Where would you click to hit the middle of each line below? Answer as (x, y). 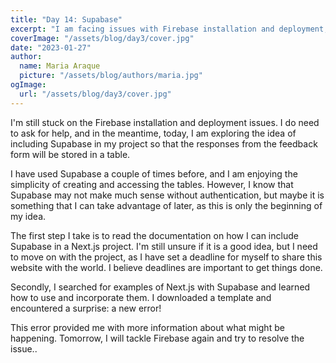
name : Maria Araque (60, 66)
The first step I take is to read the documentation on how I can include (154, 235)
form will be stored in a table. (70, 154)
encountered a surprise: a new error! (86, 308)
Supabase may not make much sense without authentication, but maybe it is (167, 195)
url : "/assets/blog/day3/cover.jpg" (95, 94)
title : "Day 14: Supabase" (66, 19)
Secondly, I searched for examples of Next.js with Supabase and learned (160, 287)
